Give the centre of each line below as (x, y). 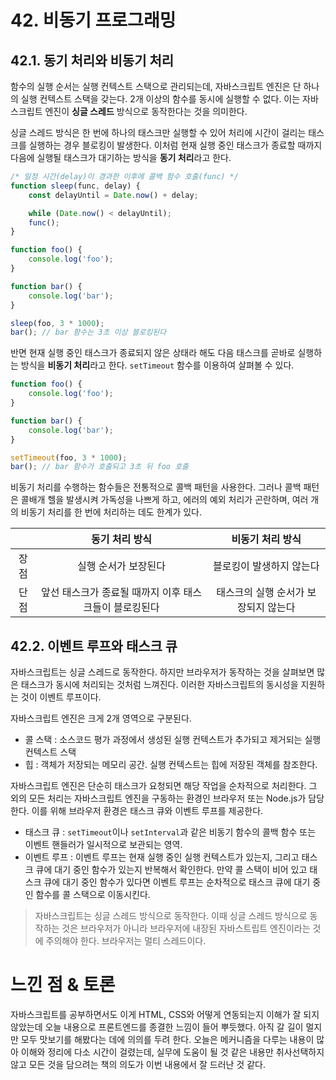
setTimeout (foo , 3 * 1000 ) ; (69, 457)
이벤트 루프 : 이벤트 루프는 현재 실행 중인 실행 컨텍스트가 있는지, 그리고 (162, 857)
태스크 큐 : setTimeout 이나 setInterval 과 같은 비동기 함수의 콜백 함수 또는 (170, 832)
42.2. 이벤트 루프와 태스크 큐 (94, 646)
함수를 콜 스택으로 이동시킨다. (93, 895)
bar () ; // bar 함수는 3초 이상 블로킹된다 (88, 332)
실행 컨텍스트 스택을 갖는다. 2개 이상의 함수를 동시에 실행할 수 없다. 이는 (160, 99)
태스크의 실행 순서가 (260, 593)
